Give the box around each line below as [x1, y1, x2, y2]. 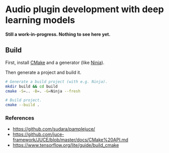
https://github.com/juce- [12, 131, 64, 138]
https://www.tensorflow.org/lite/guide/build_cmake [12, 142, 119, 148]
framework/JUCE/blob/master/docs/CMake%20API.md [12, 137, 128, 143]
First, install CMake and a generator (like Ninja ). [5, 59, 105, 66]
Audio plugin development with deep [5, 4, 164, 15]
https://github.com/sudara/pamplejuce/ [12, 126, 95, 132]
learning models [5, 14, 75, 26]
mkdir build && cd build [5, 84, 58, 89]
